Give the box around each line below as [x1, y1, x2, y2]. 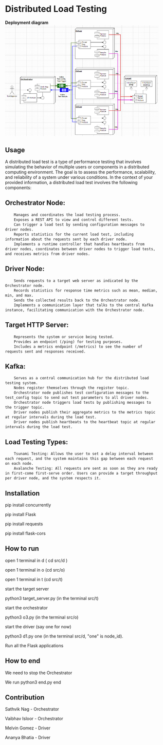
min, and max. [5, 293, 34, 298]
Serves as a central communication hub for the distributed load [14, 376, 149, 381]
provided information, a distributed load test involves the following [5, 180, 138, 186]
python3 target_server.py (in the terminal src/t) [5, 595, 99, 601]
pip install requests [5, 521, 43, 527]
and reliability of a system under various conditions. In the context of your [5, 174, 153, 180]
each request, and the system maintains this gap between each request [5, 456, 153, 461]
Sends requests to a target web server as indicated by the [14, 278, 138, 283]
